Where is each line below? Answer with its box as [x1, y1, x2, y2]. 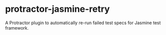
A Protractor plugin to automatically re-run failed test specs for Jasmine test [5, 20, 161, 26]
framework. [5, 25, 29, 31]
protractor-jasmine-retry [5, 3, 110, 15]
